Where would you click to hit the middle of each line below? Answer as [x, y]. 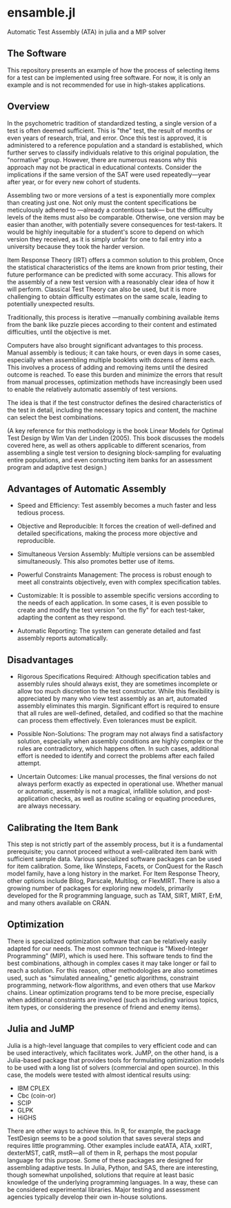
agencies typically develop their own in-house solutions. [87, 1197]
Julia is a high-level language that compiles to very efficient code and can [112, 1045]
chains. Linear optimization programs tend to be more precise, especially [111, 992]
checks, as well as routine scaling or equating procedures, [133, 799]
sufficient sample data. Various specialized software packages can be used [114, 859]
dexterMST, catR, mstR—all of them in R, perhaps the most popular [102, 1153]
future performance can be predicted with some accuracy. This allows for [112, 275]
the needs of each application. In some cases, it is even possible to [112, 603]
